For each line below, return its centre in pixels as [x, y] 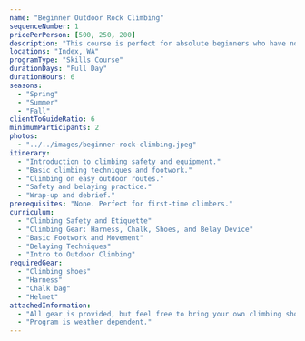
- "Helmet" [38, 296]
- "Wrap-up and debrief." [67, 196]
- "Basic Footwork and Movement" [81, 237]
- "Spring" [38, 94]
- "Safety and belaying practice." [85, 187]
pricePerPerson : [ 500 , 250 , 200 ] [73, 35]
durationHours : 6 [42, 77]
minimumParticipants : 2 [54, 128]
